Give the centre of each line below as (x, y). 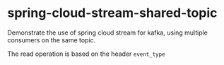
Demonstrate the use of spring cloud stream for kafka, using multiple (108, 32)
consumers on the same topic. (52, 40)
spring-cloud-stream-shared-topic (112, 13)
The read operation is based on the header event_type (86, 54)
